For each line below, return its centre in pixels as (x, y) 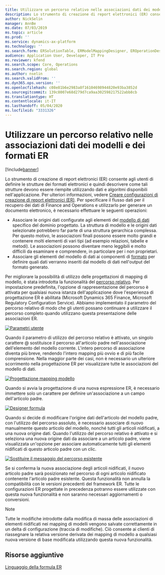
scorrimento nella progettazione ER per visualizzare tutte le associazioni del (82, 364)
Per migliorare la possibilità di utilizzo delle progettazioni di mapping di (76, 276)
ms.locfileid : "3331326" (30, 111)
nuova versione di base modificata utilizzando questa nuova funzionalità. (79, 540)
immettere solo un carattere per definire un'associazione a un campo (75, 393)
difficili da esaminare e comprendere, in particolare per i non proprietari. (85, 251)
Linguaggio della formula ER (34, 567)
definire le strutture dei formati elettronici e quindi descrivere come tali (77, 184)
